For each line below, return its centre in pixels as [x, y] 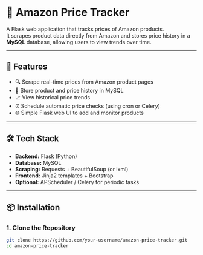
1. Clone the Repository [41, 228]
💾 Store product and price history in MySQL [69, 90]
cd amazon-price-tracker [37, 246]
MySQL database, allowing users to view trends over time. [79, 42]
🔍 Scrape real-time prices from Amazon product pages [84, 82]
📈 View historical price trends [53, 97]
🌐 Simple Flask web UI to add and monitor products [79, 113]
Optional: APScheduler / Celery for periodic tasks [77, 182]
